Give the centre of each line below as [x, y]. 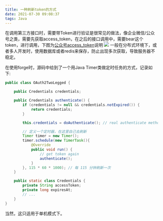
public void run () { [52, 150]
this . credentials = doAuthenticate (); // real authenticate [84, 123]
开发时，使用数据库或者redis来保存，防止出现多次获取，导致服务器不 [86, 51]
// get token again [59, 154]
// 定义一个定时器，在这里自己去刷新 [55, 132]
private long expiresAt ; [48, 190]
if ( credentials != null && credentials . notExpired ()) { [81, 105]
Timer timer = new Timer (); [51, 136]
